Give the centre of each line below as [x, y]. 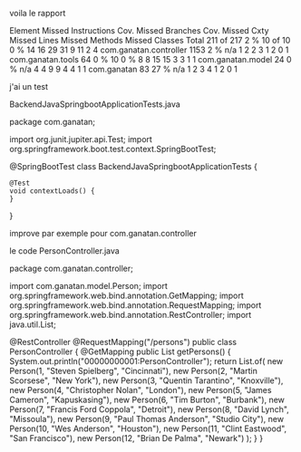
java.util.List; [33, 324]
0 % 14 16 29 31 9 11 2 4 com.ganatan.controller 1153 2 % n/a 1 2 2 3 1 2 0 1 [149, 50]
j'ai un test [29, 87]
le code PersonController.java [64, 251]
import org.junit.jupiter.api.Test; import [81, 139]
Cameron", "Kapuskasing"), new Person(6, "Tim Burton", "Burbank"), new [147, 399]
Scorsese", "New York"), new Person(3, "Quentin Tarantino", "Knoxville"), [146, 380]
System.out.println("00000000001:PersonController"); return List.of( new [146, 361]
